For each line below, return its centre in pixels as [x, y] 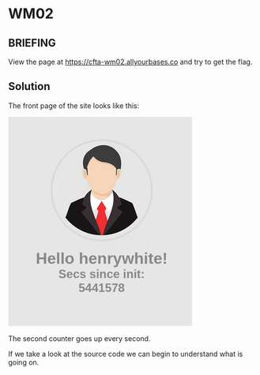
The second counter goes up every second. [79, 338]
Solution [29, 86]
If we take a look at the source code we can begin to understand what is [126, 354]
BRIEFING [32, 43]
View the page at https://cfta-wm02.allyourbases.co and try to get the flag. [130, 62]
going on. [24, 362]
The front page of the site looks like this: [74, 105]
